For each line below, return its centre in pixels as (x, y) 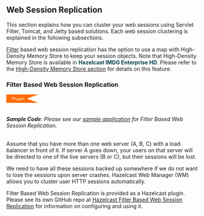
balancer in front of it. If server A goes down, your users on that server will (100, 150)
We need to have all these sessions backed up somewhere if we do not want (102, 169)
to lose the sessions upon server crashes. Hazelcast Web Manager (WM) (98, 175)
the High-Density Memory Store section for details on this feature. (89, 69)
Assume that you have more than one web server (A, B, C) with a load (93, 144)
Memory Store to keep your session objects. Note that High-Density (111, 56)
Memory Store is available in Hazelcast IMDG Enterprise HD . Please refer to (102, 62)
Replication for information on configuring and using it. (75, 206)
